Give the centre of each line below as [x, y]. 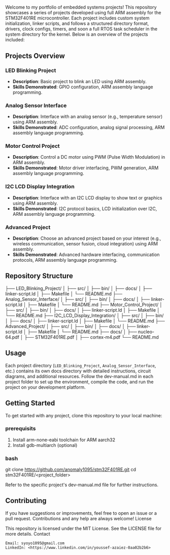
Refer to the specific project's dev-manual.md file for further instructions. [82, 485]
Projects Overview [35, 56]
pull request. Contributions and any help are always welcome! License [78, 518]
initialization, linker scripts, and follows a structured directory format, [77, 23]
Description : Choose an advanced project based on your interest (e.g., [87, 238]
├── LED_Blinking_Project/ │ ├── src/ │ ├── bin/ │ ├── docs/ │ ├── [79, 288]
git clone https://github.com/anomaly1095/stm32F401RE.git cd [71, 470]
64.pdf [12, 337]
